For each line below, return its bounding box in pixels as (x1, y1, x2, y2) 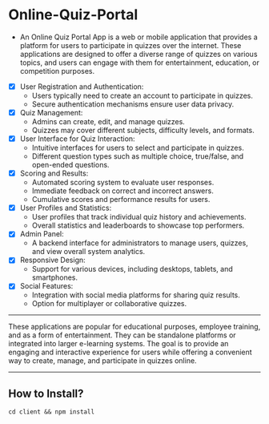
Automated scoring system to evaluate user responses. (31, 178, 215, 188)
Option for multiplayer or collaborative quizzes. (31, 299, 187, 309)
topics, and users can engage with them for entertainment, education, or (19, 58, 260, 67)
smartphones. (31, 273, 78, 282)
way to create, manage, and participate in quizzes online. (8, 356, 198, 365)
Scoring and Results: (19, 168, 89, 178)
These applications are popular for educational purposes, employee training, (8, 322, 261, 332)
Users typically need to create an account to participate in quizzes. (31, 91, 254, 100)
